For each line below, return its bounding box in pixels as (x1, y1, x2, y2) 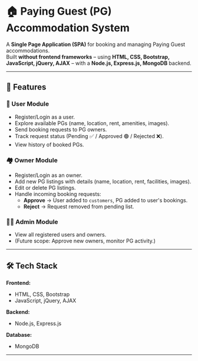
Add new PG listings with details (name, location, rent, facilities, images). (14, 178, 192, 185)
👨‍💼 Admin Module (6, 218, 58, 226)
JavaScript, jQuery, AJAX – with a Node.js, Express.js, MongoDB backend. (6, 60, 192, 67)
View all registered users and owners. (14, 231, 107, 238)
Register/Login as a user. (14, 113, 75, 120)
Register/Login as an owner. (14, 172, 82, 179)
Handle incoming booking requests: (14, 190, 101, 198)
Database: (6, 332, 32, 339)
